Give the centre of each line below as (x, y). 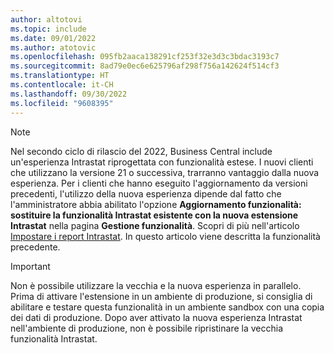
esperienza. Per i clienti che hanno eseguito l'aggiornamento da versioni (159, 183)
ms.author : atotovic (53, 47)
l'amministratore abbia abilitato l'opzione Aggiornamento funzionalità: (156, 204)
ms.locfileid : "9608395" (62, 103)
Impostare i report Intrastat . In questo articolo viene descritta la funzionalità (165, 236)
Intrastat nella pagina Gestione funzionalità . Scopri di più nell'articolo (155, 225)
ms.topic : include (48, 29)
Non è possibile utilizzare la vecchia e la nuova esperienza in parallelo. (156, 285)
